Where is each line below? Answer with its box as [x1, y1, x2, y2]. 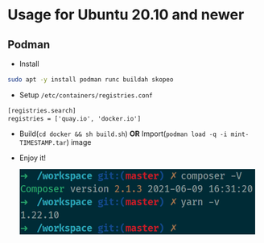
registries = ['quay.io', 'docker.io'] [7, 114, 142, 122]
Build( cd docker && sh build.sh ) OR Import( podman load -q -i [19, 129, 228, 138]
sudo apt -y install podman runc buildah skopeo [7, 76, 174, 84]
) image [66, 137, 92, 146]
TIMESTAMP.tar [19, 138, 67, 146]
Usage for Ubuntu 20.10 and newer [7, 6, 245, 24]
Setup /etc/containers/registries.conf [19, 90, 154, 100]
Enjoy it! [19, 153, 46, 163]
